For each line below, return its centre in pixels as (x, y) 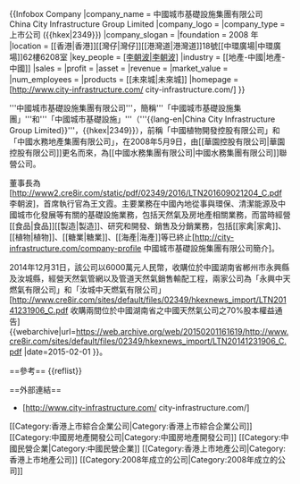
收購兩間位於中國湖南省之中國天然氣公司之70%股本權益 (172, 310)
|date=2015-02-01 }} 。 (66, 352)
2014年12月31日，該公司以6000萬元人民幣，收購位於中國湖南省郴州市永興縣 (150, 267)
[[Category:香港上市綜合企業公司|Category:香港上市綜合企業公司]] (131, 426)
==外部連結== (36, 390)
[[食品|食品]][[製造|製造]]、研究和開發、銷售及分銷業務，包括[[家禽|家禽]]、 (148, 226)
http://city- (215, 237)
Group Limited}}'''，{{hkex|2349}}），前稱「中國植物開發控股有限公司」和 (145, 130)
